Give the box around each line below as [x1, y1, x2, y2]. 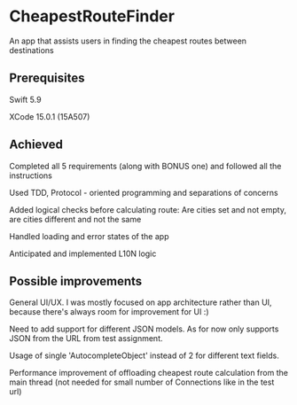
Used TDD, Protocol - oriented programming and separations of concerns [9, 187, 278, 198]
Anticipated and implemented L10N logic [9, 248, 157, 259]
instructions [9, 170, 53, 181]
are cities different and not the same [9, 214, 142, 224]
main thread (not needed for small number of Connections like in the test [9, 377, 275, 387]
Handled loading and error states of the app [9, 230, 169, 241]
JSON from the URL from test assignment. [9, 333, 163, 344]
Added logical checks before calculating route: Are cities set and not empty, [9, 204, 286, 214]
